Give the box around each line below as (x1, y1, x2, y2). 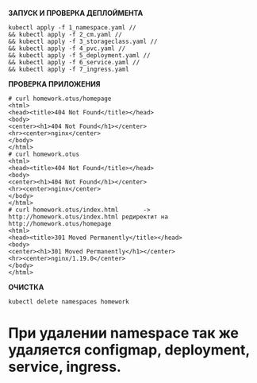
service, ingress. (8, 358, 121, 376)
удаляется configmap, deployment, (8, 341, 250, 359)
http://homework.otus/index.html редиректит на (8, 213, 169, 221)
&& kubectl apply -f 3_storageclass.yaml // (8, 37, 158, 45)
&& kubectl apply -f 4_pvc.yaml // (8, 44, 126, 52)
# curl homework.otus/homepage (8, 95, 112, 103)
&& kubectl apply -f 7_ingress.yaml (8, 65, 129, 73)
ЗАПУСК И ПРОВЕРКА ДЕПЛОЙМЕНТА (8, 9, 144, 17)
